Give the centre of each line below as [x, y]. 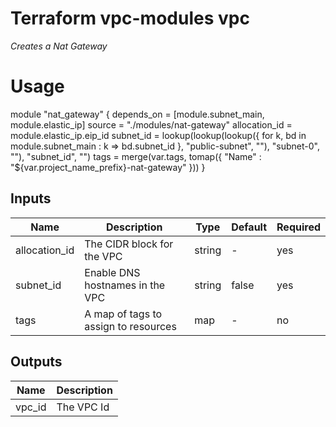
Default [249, 227]
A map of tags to [123, 314]
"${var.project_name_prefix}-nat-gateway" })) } [108, 167]
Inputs [31, 198]
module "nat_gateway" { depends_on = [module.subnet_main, [137, 114]
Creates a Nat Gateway [59, 46]
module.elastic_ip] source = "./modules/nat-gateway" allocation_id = [151, 124]
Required [298, 227]
